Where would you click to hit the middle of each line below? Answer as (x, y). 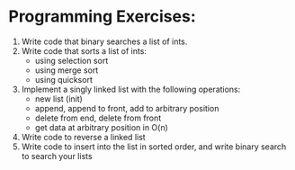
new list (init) (58, 98)
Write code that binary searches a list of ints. (104, 41)
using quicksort (64, 79)
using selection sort (72, 60)
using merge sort (67, 70)
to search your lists (57, 156)
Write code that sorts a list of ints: (84, 50)
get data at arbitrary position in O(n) (101, 127)
